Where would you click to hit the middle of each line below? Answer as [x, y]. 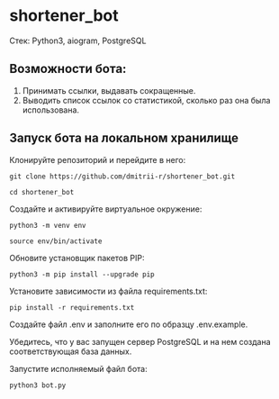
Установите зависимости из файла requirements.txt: [108, 291]
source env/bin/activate [56, 241]
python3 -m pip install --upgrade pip [82, 274]
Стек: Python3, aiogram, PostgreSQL [78, 41]
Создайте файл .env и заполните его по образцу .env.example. [129, 324]
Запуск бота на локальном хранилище [124, 138]
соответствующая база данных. [71, 351]
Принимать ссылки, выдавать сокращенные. [109, 90]
